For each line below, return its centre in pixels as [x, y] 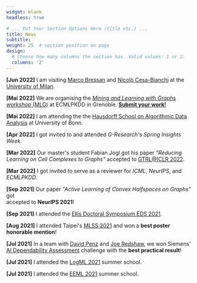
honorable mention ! [32, 232]
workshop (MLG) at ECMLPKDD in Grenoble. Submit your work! [86, 104]
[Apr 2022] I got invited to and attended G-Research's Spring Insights [94, 134]
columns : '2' [28, 62]
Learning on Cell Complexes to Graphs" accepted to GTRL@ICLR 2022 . [95, 159]
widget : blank [24, 12]
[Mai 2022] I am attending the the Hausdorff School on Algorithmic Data [97, 116]
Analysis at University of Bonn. [45, 123]
